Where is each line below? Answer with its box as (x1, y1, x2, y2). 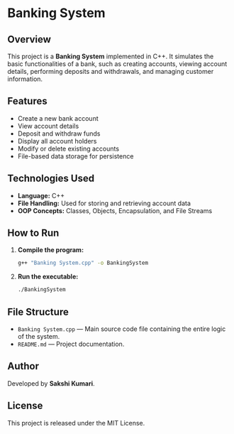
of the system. (17, 332, 60, 340)
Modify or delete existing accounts (17, 144, 119, 153)
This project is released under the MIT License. (7, 418, 145, 427)
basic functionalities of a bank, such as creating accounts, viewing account (7, 60, 228, 68)
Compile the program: (17, 246, 84, 254)
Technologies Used (7, 173, 94, 185)
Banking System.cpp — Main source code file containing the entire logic (17, 325, 226, 333)
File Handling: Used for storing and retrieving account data (17, 199, 191, 207)
